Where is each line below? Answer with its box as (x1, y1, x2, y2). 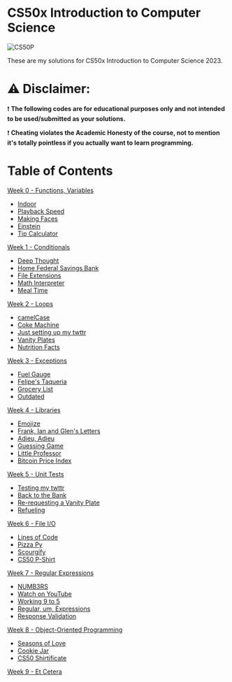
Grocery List (17, 384, 54, 393)
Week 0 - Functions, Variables (7, 186, 94, 194)
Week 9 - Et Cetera (7, 667, 63, 676)
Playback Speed (17, 207, 65, 215)
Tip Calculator (17, 229, 58, 238)
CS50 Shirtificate (17, 653, 67, 662)
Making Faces (17, 215, 58, 223)
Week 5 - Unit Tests (7, 470, 64, 478)
